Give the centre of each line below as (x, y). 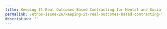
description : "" (22, 19)
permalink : (16, 14)
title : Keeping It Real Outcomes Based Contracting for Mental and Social (84, 10)
